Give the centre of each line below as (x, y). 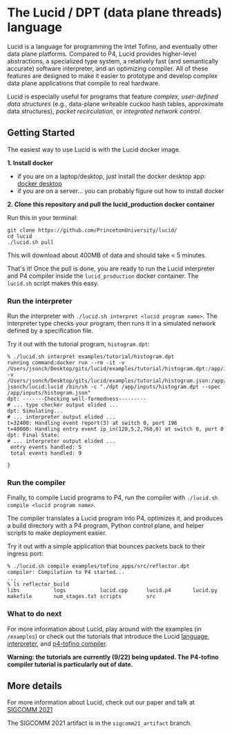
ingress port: (25, 554)
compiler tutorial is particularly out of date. (70, 664)
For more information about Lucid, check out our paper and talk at (101, 702)
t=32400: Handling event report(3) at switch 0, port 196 (92, 423)
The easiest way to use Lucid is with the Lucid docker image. (94, 149)
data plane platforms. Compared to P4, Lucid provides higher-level (102, 54)
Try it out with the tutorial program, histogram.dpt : (79, 344)
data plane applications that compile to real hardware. (84, 83)
